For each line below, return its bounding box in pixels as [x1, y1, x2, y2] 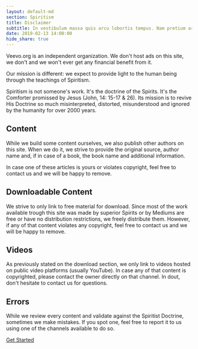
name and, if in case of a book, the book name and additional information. [6, 152, 186, 159]
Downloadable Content [6, 187, 93, 197]
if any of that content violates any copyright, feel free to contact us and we [6, 221, 187, 228]
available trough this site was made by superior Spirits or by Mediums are [6, 209, 184, 216]
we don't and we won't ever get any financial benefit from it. [6, 59, 153, 66]
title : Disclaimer [6, 20, 51, 25]
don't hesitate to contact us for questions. [6, 279, 108, 287]
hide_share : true [6, 36, 49, 42]
